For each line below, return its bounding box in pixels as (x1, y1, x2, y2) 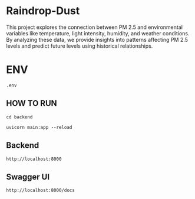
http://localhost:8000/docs (6, 187, 75, 194)
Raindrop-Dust (6, 4, 80, 18)
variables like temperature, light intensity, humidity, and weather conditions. (6, 29, 190, 37)
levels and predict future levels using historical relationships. (6, 42, 153, 49)
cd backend (6, 114, 33, 120)
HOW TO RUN (6, 98, 57, 108)
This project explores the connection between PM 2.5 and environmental (6, 24, 183, 31)
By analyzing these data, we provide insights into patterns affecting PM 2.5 (6, 36, 189, 43)
